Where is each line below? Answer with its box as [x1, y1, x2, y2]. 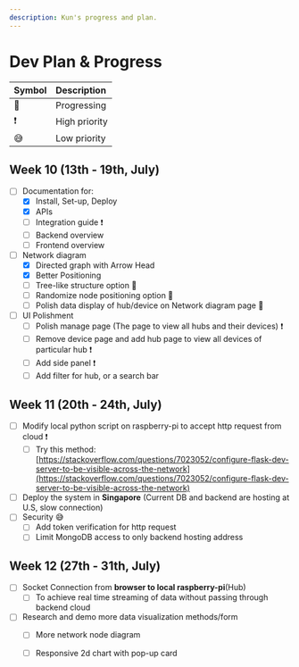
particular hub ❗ [35, 345, 92, 355]
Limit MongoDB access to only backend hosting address [35, 532, 244, 543]
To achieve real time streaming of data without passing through [35, 592, 269, 603]
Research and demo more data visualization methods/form [21, 612, 238, 622]
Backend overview [35, 229, 104, 240]
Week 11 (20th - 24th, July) [9, 396, 162, 412]
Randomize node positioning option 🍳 [35, 289, 174, 300]
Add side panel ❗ [35, 358, 96, 369]
